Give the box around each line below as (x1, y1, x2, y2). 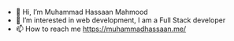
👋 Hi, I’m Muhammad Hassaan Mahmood (15, 8, 148, 16)
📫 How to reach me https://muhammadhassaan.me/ (15, 24, 187, 33)
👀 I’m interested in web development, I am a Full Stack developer (15, 15, 226, 25)
